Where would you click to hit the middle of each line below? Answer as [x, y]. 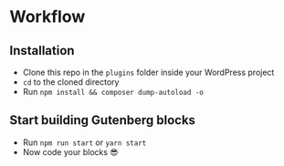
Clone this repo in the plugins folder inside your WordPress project [148, 72]
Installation [42, 51]
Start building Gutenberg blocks [103, 120]
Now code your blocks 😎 [70, 151]
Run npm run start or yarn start [84, 142]
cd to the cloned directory [71, 82]
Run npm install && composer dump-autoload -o [113, 92]
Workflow [47, 17]
